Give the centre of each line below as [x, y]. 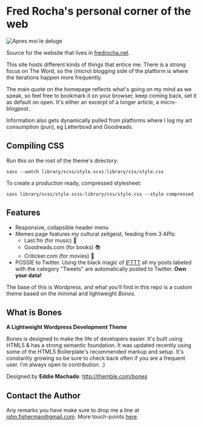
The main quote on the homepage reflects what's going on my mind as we [99, 89]
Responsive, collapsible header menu [62, 227]
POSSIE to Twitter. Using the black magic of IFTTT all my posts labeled [103, 262]
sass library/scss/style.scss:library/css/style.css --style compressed [100, 194]
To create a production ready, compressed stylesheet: [74, 183]
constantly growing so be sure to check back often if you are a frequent [96, 358]
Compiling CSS [35, 146]
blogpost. [18, 108]
